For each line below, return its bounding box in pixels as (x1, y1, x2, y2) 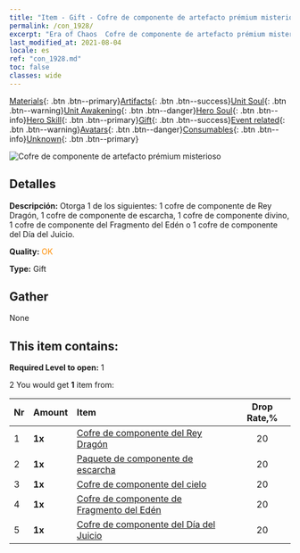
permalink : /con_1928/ (9, 21, 94, 30)
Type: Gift (9, 263, 46, 274)
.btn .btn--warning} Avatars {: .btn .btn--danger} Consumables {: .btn (9, 124, 256, 135)
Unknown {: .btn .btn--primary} (26, 133, 139, 144)
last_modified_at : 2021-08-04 (9, 37, 122, 47)
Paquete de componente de (76, 452, 194, 465)
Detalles (9, 177, 56, 192)
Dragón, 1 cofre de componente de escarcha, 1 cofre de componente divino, (9, 210, 290, 220)
